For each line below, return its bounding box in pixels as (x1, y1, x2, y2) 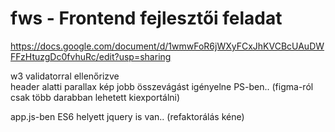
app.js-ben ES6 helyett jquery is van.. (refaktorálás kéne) (10, 110, 245, 122)
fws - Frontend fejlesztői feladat (10, 7, 283, 30)
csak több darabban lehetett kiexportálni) (10, 91, 181, 103)
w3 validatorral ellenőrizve (10, 70, 120, 82)
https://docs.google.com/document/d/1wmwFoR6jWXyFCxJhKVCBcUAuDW (10, 40, 325, 52)
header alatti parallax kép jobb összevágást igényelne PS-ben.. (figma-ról (10, 80, 314, 92)
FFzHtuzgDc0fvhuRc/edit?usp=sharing (10, 50, 172, 62)
